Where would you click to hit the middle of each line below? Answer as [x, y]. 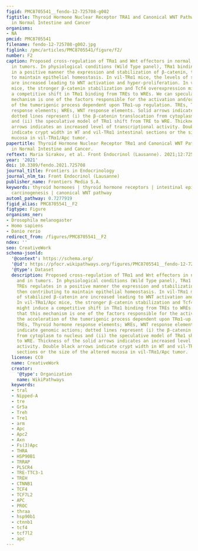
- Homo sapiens [25, 226]
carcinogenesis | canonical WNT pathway [62, 193]
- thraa [21, 511]
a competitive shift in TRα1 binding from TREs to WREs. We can [92, 94]
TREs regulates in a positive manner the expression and [88, 286]
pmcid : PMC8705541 [29, 39]
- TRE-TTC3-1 [27, 473]
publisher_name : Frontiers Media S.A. [54, 182]
